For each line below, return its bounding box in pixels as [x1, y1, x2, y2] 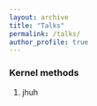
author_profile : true [9, 37, 89, 47]
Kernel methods [9, 67, 79, 79]
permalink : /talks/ [9, 29, 81, 38]
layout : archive [9, 12, 69, 22]
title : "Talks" [9, 21, 65, 30]
